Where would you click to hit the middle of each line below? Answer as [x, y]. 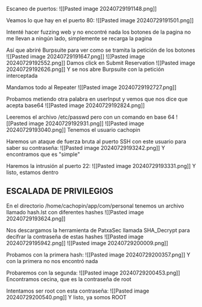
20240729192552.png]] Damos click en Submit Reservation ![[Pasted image [101, 63]
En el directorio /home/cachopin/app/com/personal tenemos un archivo [95, 206]
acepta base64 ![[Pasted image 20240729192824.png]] [76, 105]
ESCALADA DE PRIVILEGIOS [60, 191]
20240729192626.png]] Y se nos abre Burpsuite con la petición [85, 69]
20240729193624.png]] [36, 219]
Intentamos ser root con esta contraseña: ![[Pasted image [78, 291]
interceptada [22, 76]
